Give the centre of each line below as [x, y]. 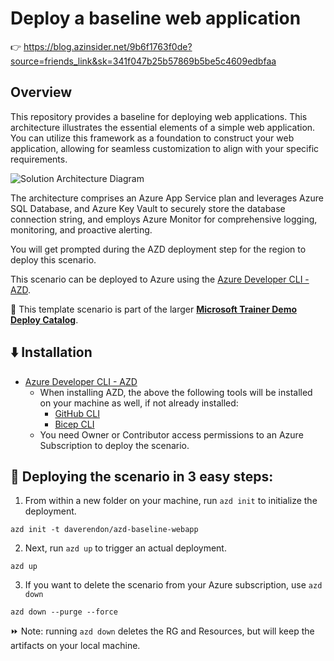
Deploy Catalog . [44, 319]
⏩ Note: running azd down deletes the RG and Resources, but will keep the [162, 631]
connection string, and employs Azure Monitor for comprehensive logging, [164, 219]
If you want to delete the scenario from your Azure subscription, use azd [173, 585]
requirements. [39, 159]
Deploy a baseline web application [156, 18]
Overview [41, 92]
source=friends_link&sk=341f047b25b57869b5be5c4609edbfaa [143, 61]
